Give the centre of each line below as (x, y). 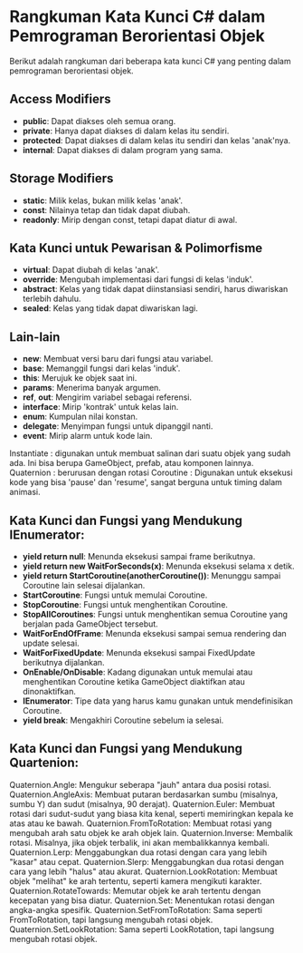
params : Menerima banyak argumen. (91, 388)
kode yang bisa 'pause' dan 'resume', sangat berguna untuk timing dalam (146, 482)
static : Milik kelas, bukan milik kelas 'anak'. (103, 200)
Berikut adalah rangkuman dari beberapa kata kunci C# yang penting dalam (150, 61)
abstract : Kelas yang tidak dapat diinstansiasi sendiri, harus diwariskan (155, 289)
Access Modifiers (60, 99)
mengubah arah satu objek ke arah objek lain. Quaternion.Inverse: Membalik (151, 832)
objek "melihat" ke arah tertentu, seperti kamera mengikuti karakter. (136, 880)
